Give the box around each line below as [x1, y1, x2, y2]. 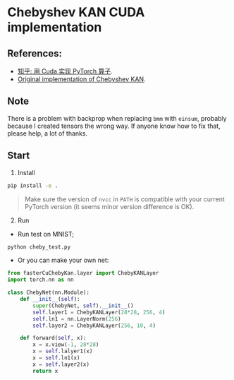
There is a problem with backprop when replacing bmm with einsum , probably [7, 114, 227, 122]
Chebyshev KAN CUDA [7, 4, 145, 20]
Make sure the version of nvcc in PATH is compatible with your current [24, 195, 226, 203]
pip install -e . [7, 182, 58, 189]
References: [7, 47, 62, 59]
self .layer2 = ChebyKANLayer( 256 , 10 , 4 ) [32, 322, 156, 329]
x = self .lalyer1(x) [32, 348, 93, 355]
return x [32, 367, 58, 374]
